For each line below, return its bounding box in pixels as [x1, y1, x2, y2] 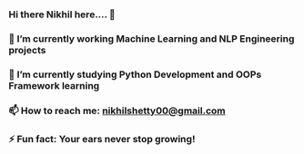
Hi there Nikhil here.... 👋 [8, 8, 116, 21]
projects [8, 43, 46, 56]
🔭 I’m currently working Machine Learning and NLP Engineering [8, 32, 295, 44]
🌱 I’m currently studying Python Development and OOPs [8, 68, 262, 81]
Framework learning [8, 79, 100, 91]
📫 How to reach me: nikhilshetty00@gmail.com [8, 104, 227, 117]
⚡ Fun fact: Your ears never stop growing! [8, 132, 196, 145]
